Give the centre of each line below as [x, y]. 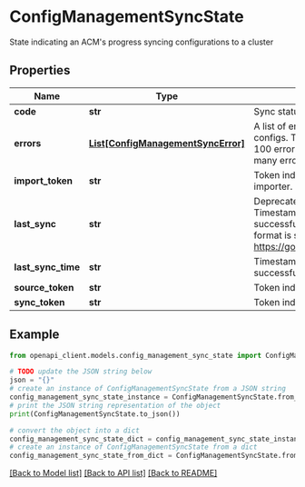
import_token [44, 181]
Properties [40, 70]
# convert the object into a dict [75, 430]
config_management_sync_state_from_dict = [91, 456]
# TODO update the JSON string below [81, 372]
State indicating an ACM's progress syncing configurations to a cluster [142, 42]
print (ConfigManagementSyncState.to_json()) [95, 414]
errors [28, 143]
